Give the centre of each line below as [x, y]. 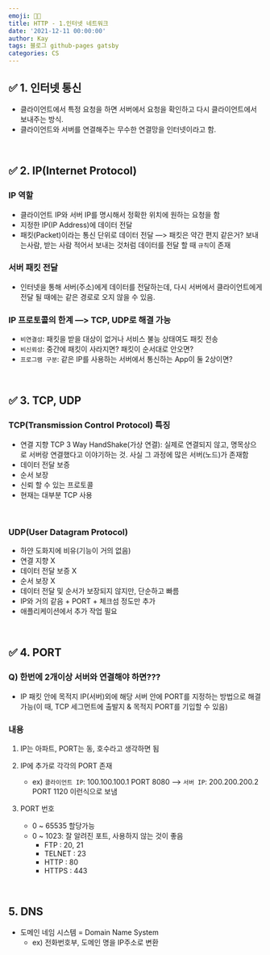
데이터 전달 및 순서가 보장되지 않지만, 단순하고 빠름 [100, 591]
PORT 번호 [37, 809]
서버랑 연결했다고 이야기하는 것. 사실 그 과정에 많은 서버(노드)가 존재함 [139, 454]
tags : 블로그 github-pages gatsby [64, 46]
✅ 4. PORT [35, 652]
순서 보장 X [37, 581]
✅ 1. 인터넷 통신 [45, 88]
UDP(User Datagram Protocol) [69, 532]
